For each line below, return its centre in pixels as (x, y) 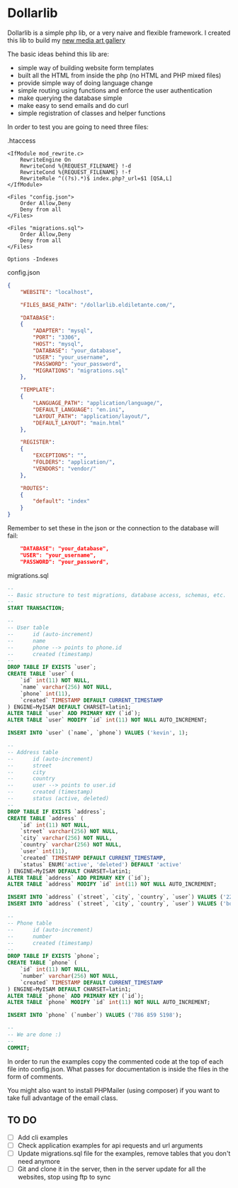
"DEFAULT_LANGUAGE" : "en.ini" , (79, 410)
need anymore (39, 1161)
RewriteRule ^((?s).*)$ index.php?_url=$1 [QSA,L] (96, 178)
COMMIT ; (19, 1048)
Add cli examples (43, 1137)
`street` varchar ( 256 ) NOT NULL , (69, 832)
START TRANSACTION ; (36, 609)
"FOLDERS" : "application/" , (74, 462)
